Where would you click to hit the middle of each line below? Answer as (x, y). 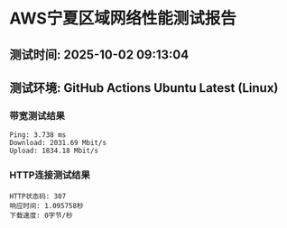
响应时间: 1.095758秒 (46, 205)
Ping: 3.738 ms (38, 135)
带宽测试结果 (37, 115)
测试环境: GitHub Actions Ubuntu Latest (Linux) (144, 88)
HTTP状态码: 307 (38, 196)
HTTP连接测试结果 (50, 175)
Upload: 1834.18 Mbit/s (54, 151)
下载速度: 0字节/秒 (41, 215)
